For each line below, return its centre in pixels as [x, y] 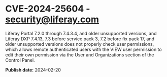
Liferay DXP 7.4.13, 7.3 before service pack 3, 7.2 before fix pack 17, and [80, 39]
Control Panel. [20, 60]
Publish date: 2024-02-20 [33, 70]
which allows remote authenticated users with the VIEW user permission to [83, 49]
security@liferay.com [52, 19]
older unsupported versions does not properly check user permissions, [80, 44]
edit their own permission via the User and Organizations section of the [80, 55]
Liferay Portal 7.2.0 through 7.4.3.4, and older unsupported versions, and [81, 33]
